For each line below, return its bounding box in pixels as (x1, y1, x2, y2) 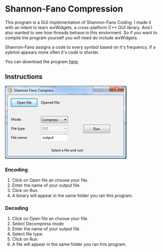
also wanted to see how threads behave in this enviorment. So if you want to (5, 30, 158, 35)
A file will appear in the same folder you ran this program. (12, 241, 127, 247)
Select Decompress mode (12, 221, 64, 227)
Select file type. (12, 231, 44, 237)
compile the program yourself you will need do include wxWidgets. (5, 35, 138, 41)
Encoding (5, 166, 28, 173)
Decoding (5, 205, 29, 211)
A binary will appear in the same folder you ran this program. (12, 193, 133, 199)
